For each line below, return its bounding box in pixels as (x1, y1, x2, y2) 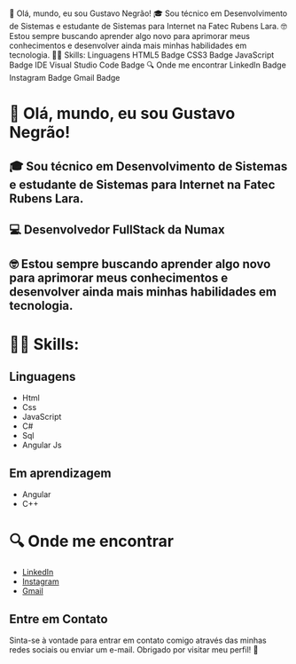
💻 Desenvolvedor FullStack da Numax (9, 222, 225, 237)
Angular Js (21, 439, 62, 451)
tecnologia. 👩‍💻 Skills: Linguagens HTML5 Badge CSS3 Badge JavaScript (9, 50, 275, 60)
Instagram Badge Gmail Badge (9, 73, 121, 83)
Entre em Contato (9, 612, 108, 627)
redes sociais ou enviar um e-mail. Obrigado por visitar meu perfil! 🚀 (9, 644, 259, 655)
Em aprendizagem (9, 465, 113, 480)
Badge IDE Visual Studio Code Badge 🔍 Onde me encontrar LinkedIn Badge (9, 59, 286, 70)
